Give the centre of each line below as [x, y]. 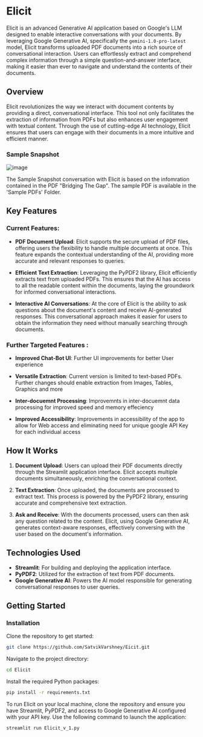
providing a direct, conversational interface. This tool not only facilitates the [100, 113]
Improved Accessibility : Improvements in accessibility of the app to [100, 419]
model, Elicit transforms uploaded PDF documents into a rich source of [95, 47]
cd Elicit [19, 670]
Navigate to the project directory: [47, 659]
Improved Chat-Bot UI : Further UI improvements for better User [94, 358]
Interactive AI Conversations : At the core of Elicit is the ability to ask [101, 303]
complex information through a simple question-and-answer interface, [94, 60]
